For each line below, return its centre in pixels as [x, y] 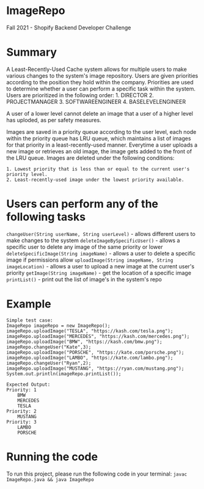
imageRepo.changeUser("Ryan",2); [49, 363]
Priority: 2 [21, 411]
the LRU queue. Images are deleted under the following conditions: [90, 158]
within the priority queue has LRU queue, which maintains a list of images [99, 138]
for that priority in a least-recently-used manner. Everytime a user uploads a [102, 145]
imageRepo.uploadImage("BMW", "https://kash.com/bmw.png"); [85, 342]
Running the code [52, 457]
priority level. [27, 174]
